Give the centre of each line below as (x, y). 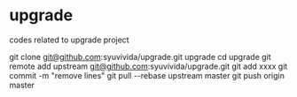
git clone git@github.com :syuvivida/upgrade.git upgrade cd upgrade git (141, 56)
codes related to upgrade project (70, 40)
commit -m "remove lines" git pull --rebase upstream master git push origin (147, 75)
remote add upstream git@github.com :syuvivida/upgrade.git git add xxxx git (148, 66)
